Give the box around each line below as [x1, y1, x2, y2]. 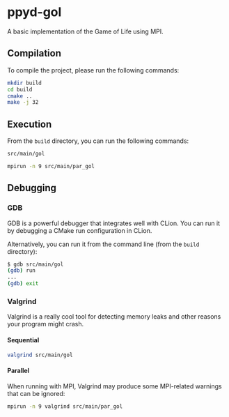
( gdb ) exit [7, 280, 39, 287]
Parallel [7, 366, 30, 374]
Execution [7, 118, 52, 130]
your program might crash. [7, 320, 84, 328]
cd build [7, 86, 33, 93]
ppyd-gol [7, 4, 62, 20]
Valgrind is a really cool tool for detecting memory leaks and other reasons [7, 312, 221, 321]
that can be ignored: [7, 389, 65, 397]
